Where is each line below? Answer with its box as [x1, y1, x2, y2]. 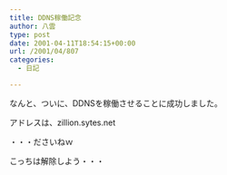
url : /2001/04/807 [9, 47, 79, 56]
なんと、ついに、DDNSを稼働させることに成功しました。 [9, 97, 222, 109]
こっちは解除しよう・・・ [9, 155, 105, 166]
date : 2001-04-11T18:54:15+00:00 [9, 38, 136, 48]
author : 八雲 [9, 22, 56, 31]
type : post [9, 30, 51, 39]
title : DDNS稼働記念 [9, 13, 82, 23]
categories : [9, 55, 54, 64]
